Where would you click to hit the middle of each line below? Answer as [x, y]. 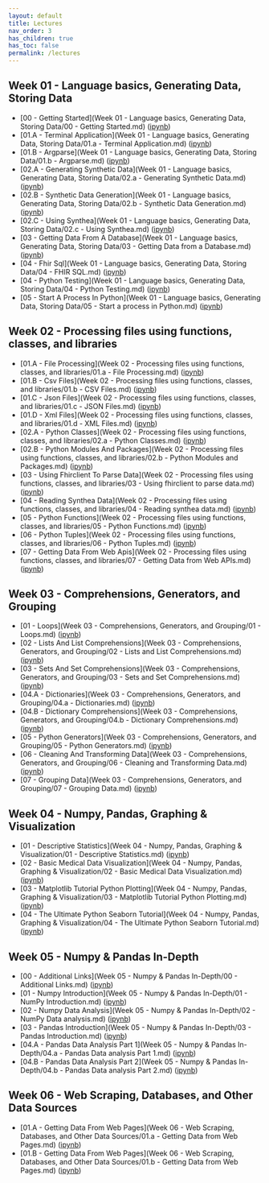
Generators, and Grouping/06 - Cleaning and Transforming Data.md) [133, 763]
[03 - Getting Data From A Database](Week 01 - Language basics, [129, 238]
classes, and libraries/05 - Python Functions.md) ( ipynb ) [113, 526]
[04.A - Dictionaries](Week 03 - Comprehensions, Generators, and [130, 694]
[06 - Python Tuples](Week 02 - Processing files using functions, [128, 534]
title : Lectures [35, 23]
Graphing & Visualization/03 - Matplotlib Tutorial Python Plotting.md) [133, 897]
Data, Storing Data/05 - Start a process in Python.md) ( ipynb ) [121, 306]
